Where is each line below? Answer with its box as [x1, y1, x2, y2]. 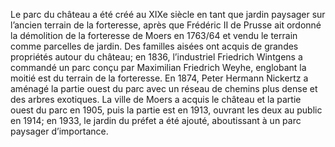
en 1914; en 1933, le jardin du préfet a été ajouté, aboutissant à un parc [10, 115, 302, 126]
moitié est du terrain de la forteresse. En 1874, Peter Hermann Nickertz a [10, 72, 309, 84]
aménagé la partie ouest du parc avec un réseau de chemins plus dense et [10, 83, 318, 94]
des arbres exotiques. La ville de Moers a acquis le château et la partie [10, 94, 302, 105]
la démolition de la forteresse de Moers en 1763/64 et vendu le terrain [10, 30, 298, 41]
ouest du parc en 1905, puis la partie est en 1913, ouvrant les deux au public [10, 104, 323, 116]
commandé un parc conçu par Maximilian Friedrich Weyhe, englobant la [10, 62, 307, 73]
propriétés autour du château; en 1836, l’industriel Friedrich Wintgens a [10, 51, 303, 63]
